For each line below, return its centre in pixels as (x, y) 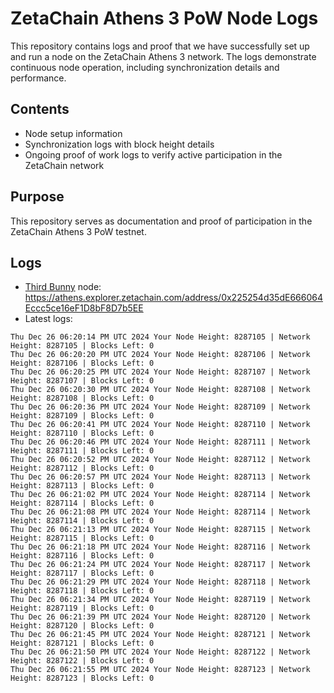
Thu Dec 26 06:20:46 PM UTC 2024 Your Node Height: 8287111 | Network (160, 442)
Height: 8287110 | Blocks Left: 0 (82, 433)
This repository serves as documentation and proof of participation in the (161, 221)
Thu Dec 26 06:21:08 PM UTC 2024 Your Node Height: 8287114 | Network (160, 512)
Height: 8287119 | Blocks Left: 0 (82, 608)
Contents (40, 109)
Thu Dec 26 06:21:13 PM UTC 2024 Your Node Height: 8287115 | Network (160, 530)
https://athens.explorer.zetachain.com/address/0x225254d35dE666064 (173, 298)
